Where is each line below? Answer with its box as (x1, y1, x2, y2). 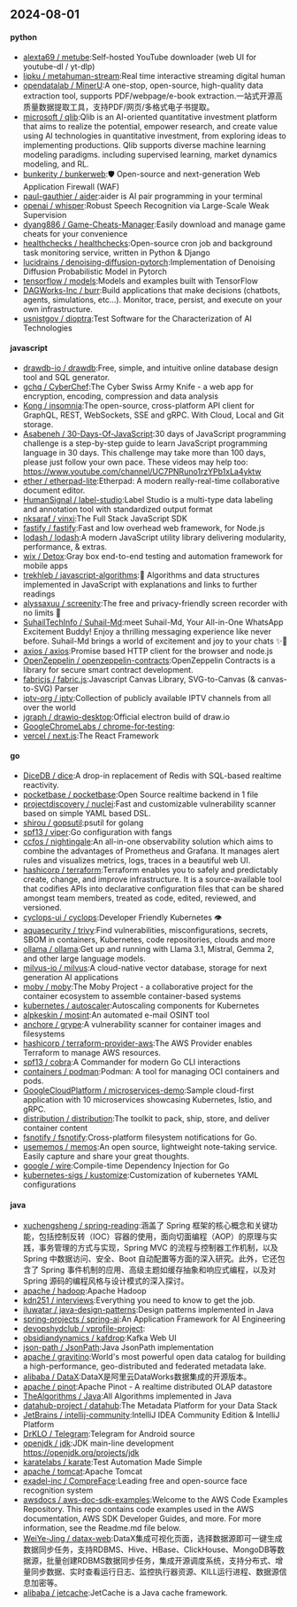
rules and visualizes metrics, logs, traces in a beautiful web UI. (22, 855, 251, 865)
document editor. (22, 485, 86, 495)
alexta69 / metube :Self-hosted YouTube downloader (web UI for (22, 51, 257, 62)
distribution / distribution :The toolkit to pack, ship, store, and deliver (22, 1113, 270, 1124)
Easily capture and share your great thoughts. (22, 1151, 190, 1161)
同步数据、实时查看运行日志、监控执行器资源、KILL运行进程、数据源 (30, 1566, 279, 1577)
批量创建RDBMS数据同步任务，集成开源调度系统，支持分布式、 (46, 1556, 276, 1566)
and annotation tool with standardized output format (22, 503, 213, 514)
